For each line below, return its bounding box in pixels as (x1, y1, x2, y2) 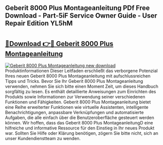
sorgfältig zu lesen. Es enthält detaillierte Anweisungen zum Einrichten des (5, 89, 156, 95)
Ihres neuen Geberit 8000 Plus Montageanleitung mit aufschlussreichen (5, 73, 151, 79)
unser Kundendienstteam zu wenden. (5, 136, 81, 141)
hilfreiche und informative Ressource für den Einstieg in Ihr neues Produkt (5, 125, 155, 131)
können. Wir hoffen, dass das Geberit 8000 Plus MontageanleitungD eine (5, 120, 153, 125)
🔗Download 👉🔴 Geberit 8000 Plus (5, 39, 114, 48)
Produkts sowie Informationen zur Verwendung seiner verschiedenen (5, 94, 146, 99)
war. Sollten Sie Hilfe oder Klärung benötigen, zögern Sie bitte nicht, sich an (5, 130, 159, 136)
